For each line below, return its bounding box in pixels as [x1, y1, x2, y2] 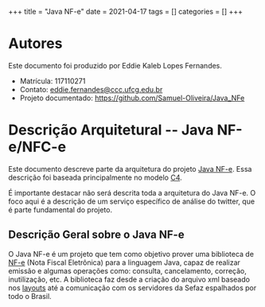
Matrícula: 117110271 [19, 76, 86, 86]
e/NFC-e [8, 138, 66, 156]
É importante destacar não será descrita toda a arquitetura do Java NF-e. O [8, 188, 256, 197]
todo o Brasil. [8, 291, 52, 301]
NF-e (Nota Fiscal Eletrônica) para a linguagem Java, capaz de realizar [8, 258, 241, 267]
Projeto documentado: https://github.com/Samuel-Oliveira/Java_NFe [19, 93, 245, 103]
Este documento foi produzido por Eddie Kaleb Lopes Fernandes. [8, 60, 223, 70]
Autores [8, 35, 63, 52]
